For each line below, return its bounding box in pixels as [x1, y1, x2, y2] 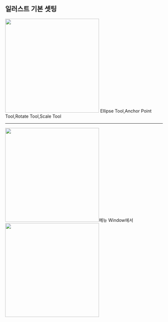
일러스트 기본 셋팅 [5, 5, 57, 14]
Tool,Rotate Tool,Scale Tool [5, 113, 61, 119]
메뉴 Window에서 [99, 217, 133, 223]
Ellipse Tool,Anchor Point [99, 108, 152, 114]
